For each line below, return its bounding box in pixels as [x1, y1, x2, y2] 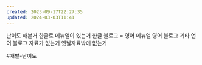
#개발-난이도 [6, 52, 37, 59]
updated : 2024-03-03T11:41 [6, 14, 75, 20]
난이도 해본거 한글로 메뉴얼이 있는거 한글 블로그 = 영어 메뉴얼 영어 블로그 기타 [6, 31, 190, 39]
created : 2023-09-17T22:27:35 [6, 8, 83, 15]
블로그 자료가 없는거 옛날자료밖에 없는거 [12, 39, 108, 46]
